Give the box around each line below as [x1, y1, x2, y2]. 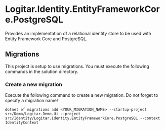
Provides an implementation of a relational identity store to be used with [5, 30, 152, 36]
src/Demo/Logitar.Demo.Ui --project [5, 112, 81, 117]
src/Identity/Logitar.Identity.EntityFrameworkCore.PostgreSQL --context [5, 116, 161, 121]
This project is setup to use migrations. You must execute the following [5, 63, 150, 69]
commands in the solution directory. [5, 68, 79, 74]
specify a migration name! [5, 98, 58, 104]
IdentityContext [5, 120, 39, 125]
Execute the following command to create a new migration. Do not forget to [5, 92, 158, 98]
